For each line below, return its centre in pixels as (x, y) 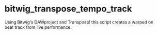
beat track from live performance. (38, 27)
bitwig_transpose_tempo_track (68, 9)
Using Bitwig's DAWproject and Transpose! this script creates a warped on (79, 22)
